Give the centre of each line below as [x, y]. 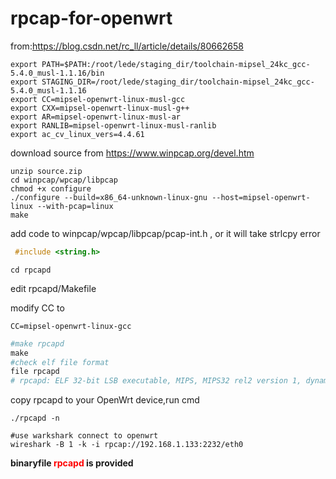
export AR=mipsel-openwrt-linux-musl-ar [96, 117]
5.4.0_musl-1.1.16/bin [57, 73]
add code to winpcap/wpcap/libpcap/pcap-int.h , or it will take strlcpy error [165, 233]
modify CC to [37, 308]
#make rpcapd [37, 343]
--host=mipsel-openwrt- [261, 197]
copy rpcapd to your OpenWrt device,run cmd [105, 400]
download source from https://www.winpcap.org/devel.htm [132, 153]
